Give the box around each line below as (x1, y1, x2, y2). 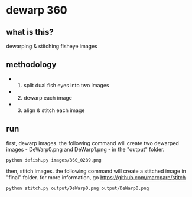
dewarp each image (23, 94, 73, 101)
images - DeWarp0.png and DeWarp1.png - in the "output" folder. (6, 146, 165, 153)
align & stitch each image (23, 107, 85, 114)
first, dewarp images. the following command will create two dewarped (6, 139, 179, 146)
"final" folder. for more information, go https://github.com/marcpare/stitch (6, 173, 186, 180)
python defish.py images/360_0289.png (6, 157, 102, 163)
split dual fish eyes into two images (23, 81, 109, 88)
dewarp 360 (6, 4, 67, 17)
